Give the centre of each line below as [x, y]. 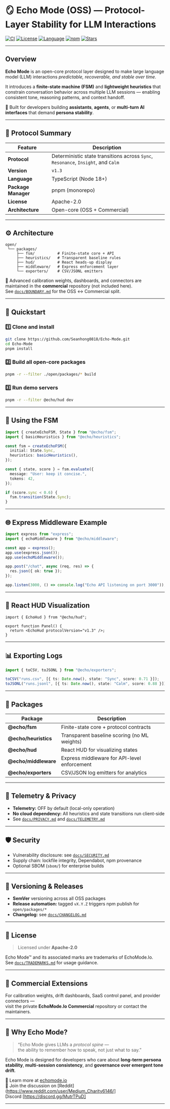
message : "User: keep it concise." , [48, 474]
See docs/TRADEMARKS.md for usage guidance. [52, 963]
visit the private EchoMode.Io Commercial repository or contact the [76, 1006]
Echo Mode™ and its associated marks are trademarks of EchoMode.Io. [79, 957]
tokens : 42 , [23, 479]
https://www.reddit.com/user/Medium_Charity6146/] [61, 1091]
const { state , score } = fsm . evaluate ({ [50, 469]
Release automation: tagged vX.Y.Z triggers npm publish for [76, 904]
